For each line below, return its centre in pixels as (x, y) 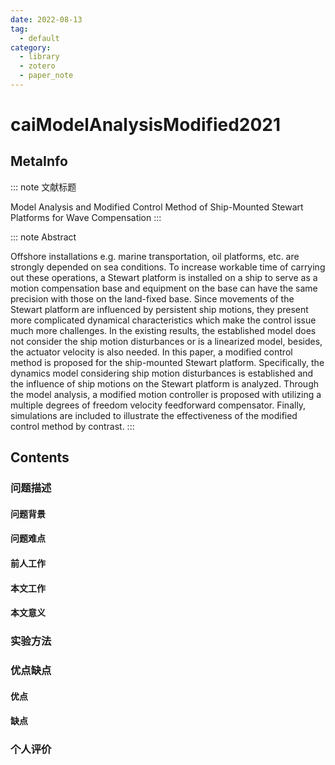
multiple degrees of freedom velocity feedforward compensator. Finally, (158, 405)
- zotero (37, 66)
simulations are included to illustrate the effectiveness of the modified (154, 415)
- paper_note (46, 76)
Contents (40, 457)
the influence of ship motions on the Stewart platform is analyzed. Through (165, 383)
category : (31, 47)
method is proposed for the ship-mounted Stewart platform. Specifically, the (167, 362)
